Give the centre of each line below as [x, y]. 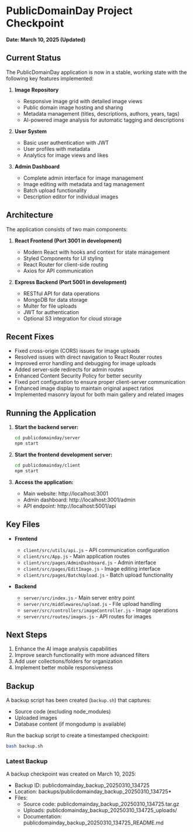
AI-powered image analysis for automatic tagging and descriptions [104, 120]
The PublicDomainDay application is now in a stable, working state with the [96, 72]
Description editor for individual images [71, 196]
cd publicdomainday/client [47, 465]
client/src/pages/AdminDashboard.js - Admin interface [90, 562]
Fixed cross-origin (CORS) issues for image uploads [77, 351]
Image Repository [37, 90]
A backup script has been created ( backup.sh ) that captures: [79, 700]
